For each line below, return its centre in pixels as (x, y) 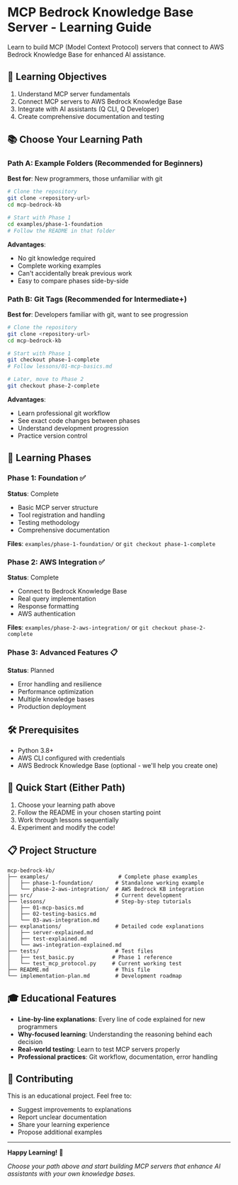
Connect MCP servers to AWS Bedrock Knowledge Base (100, 101)
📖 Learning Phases (50, 458)
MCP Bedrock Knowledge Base (100, 12)
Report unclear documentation (62, 1117)
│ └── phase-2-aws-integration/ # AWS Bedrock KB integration (106, 889)
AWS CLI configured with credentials (71, 758)
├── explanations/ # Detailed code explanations (106, 926)
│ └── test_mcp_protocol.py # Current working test (95, 963)
